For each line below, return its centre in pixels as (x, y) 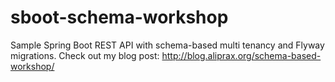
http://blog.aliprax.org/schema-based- (241, 55)
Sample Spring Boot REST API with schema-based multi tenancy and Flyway (167, 45)
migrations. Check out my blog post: (85, 55)
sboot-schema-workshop (119, 17)
